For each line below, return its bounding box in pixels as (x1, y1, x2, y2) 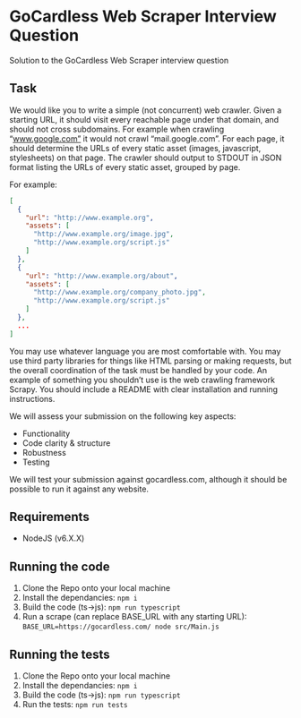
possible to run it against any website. (9, 483, 150, 494)
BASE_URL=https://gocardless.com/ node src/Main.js (21, 622, 219, 632)
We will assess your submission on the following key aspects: (9, 410, 236, 422)
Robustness (21, 447, 67, 457)
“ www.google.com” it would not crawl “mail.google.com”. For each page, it (9, 132, 285, 144)
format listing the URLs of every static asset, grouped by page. (9, 161, 241, 172)
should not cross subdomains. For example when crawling (9, 124, 225, 134)
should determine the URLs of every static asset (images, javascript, (9, 142, 262, 153)
